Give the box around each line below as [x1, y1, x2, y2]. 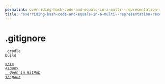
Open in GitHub [9, 70, 41, 75]
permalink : [5, 7, 27, 12]
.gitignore [5, 33, 46, 44]
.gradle [5, 49, 21, 54]
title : [5, 12, 19, 17]
